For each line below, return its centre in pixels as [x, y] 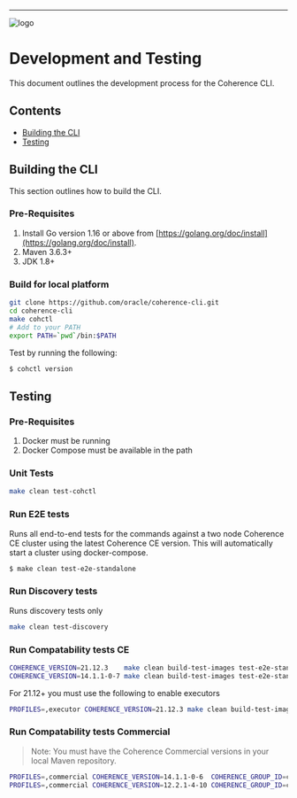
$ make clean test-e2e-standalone [73, 569]
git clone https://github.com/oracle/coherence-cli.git [114, 303]
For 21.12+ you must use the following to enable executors [115, 693]
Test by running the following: [63, 353]
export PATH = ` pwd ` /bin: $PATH [63, 336]
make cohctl [31, 319]
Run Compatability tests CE [69, 649]
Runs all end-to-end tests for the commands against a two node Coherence [147, 533]
